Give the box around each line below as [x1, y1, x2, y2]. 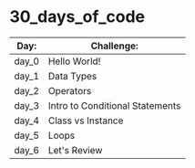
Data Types [47, 69, 97, 82]
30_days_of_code [9, 6, 146, 27]
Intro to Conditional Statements [47, 99, 181, 111]
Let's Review [47, 143, 103, 156]
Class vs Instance [47, 114, 124, 127]
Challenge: [90, 39, 139, 52]
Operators [47, 84, 92, 97]
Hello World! [47, 55, 101, 68]
